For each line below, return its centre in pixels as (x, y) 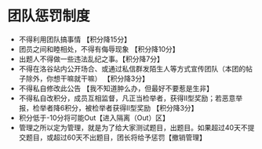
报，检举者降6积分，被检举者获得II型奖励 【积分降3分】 (108, 107)
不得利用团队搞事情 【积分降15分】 (75, 39)
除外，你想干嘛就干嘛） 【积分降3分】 (87, 78)
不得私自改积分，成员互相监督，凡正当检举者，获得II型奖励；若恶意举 (131, 98)
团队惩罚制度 (49, 16)
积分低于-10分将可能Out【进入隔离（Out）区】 (94, 118)
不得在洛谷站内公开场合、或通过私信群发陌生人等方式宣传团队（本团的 (132, 68)
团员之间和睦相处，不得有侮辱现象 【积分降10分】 (99, 49)
